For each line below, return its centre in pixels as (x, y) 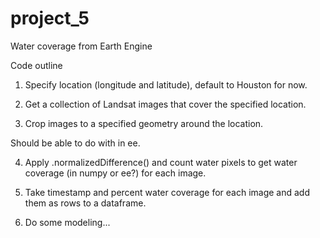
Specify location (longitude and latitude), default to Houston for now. (166, 84)
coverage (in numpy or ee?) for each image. (115, 173)
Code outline (36, 65)
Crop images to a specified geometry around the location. (144, 123)
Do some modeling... (67, 222)
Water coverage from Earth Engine (81, 46)
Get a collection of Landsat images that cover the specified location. (165, 104)
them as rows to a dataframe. (85, 203)
